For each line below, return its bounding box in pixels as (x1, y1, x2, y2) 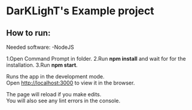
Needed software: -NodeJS (6, 43, 74, 51)
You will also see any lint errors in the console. (6, 97, 121, 104)
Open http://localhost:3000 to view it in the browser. (6, 79, 135, 86)
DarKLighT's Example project (6, 4, 154, 18)
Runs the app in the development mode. (6, 73, 105, 80)
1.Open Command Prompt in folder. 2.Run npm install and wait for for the (6, 55, 187, 62)
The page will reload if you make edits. (6, 91, 102, 98)
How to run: (6, 28, 51, 38)
